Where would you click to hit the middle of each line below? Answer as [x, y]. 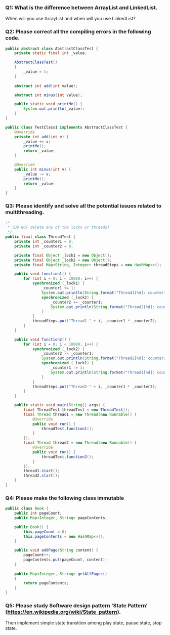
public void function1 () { [43, 274]
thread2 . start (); [41, 476]
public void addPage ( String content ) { [56, 551]
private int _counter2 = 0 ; [44, 246]
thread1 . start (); [41, 471]
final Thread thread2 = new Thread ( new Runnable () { [80, 443]
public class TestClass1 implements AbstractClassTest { [67, 127]
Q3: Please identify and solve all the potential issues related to [83, 206]
